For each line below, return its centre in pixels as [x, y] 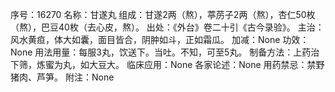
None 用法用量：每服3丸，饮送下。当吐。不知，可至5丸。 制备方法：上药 [161, 52]
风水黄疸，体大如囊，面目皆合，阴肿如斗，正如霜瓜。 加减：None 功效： [160, 39]
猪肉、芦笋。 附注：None [62, 77]
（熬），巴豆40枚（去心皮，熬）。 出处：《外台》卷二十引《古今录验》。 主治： [167, 27]
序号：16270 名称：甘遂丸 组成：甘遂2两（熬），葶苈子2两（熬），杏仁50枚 [163, 14]
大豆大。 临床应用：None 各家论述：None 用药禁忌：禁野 [206, 64]
